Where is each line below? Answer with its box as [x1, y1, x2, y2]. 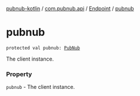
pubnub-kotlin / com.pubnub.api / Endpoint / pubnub [6, 5, 134, 12]
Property [6, 70, 32, 78]
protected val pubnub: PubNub [6, 45, 81, 51]
